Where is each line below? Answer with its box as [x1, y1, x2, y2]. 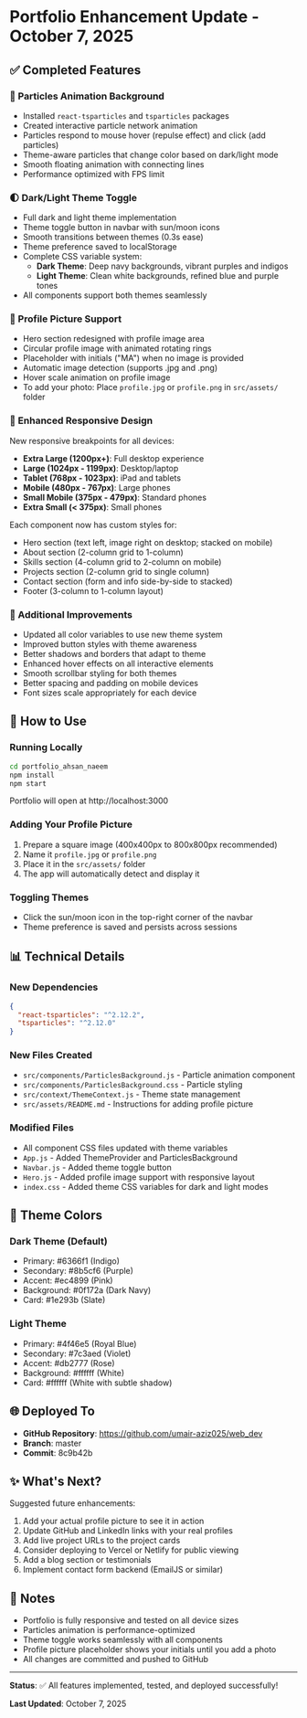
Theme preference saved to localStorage [22, 241, 177, 252]
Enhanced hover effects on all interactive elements [22, 658, 214, 669]
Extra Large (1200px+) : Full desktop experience [22, 452, 205, 463]
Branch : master [22, 1437, 82, 1448]
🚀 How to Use [9, 714, 87, 729]
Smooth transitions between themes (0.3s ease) [22, 231, 204, 243]
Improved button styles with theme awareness [22, 639, 197, 650]
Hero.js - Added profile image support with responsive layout [22, 1172, 256, 1182]
